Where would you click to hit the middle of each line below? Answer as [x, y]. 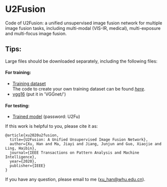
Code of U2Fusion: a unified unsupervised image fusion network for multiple [84, 23]
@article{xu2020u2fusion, [32, 135]
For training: [18, 73]
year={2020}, [23, 162]
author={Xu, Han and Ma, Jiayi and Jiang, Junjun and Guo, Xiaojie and [86, 144]
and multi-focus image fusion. [36, 33]
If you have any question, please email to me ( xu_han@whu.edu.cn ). [75, 180]
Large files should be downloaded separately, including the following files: [82, 61]
